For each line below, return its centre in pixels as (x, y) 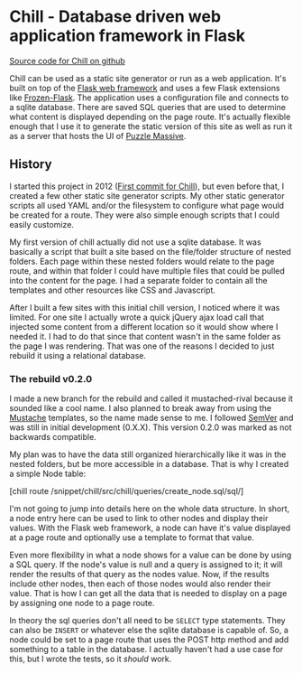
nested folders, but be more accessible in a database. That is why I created (149, 464)
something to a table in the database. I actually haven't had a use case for (146, 650)
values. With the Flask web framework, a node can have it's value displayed (150, 528)
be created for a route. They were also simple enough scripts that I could (145, 215)
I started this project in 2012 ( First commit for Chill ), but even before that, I (147, 186)
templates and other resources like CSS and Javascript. (113, 290)
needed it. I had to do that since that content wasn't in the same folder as (145, 336)
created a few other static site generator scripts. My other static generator (147, 195)
